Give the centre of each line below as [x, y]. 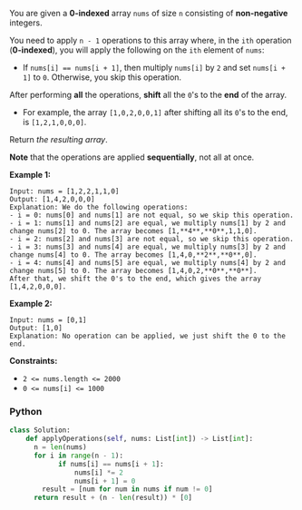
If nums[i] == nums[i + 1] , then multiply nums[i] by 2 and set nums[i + [154, 68]
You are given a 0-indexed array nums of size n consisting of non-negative [149, 13]
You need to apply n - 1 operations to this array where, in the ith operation [151, 40]
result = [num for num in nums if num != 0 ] [127, 489]
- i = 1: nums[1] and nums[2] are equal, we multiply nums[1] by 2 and [147, 223]
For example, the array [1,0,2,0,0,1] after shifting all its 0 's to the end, [155, 112]
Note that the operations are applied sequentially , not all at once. [132, 157]
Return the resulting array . [58, 139]
